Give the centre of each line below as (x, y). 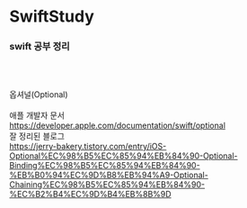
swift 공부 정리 (40, 47)
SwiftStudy (52, 17)
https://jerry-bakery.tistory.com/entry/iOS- (88, 147)
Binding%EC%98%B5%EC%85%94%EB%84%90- (105, 166)
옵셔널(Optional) (39, 95)
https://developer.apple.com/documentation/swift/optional (118, 126)
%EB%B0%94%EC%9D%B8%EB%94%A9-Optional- (109, 175)
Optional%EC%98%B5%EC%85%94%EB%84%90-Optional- (123, 156)
